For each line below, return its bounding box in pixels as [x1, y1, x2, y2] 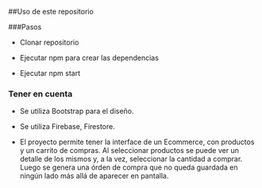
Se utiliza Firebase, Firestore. [19, 122, 115, 131]
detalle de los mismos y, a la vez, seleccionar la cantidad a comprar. [19, 155, 243, 164]
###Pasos [8, 22, 42, 31]
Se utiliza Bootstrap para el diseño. [19, 107, 134, 116]
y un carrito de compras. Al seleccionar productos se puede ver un [19, 146, 240, 155]
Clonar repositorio [19, 37, 79, 47]
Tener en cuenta [8, 88, 73, 99]
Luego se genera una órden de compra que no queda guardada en [19, 163, 238, 172]
